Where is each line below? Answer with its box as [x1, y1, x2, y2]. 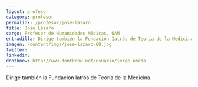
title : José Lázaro [6, 25, 54, 31]
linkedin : [6, 52, 31, 58]
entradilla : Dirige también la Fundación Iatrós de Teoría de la [6, 36, 170, 42]
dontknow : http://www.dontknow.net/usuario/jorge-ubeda [6, 58, 146, 63]
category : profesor [6, 14, 54, 20]
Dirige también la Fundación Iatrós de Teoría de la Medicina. [6, 74, 152, 81]
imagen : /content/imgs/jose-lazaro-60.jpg [6, 42, 112, 48]
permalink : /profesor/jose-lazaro [6, 19, 91, 25]
